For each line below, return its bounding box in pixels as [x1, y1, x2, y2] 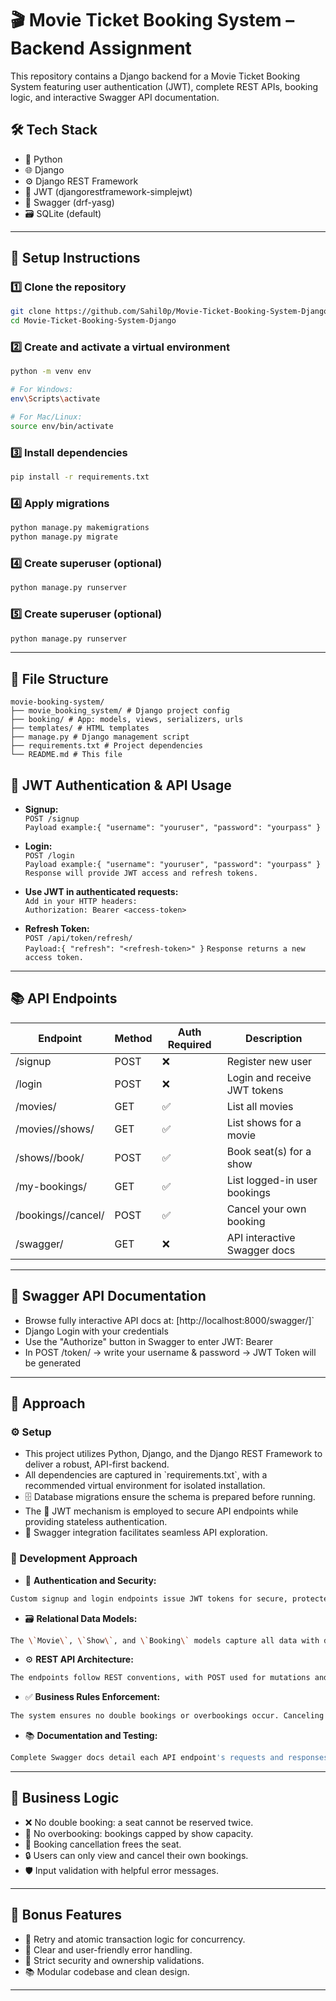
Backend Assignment [10, 37, 192, 60]
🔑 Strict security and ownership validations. [24, 1954, 205, 1966]
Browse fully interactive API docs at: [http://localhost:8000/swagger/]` [24, 1314, 315, 1326]
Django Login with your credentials [24, 1325, 169, 1337]
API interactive [226, 1230, 296, 1244]
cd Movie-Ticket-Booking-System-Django [10, 316, 177, 326]
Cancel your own [226, 1202, 307, 1216]
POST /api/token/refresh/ [24, 933, 133, 944]
